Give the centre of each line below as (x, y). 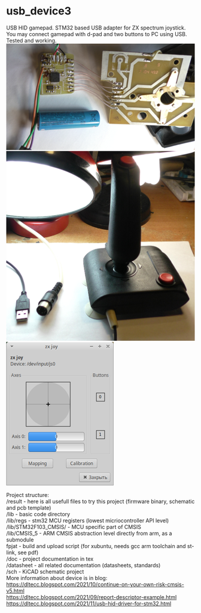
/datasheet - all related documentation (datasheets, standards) (83, 566)
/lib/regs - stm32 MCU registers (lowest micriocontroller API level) (88, 520)
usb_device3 (39, 11)
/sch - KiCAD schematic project (45, 572)
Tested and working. (31, 40)
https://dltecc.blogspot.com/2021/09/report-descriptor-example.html (92, 597)
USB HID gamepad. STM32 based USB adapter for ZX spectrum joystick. (96, 28)
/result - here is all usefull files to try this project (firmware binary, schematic (100, 502)
